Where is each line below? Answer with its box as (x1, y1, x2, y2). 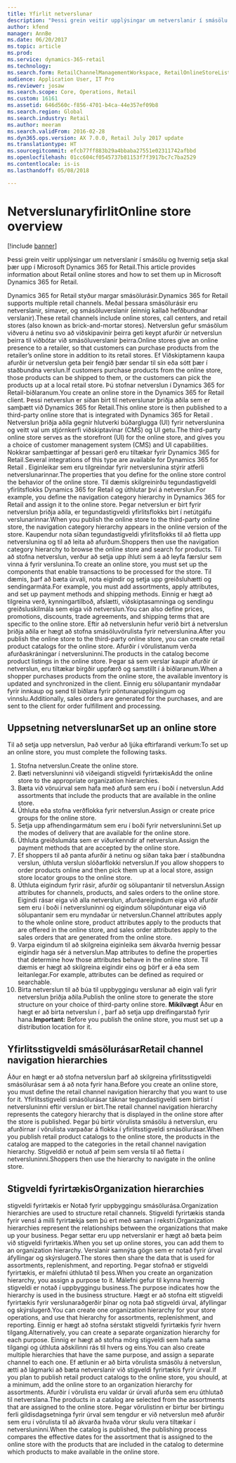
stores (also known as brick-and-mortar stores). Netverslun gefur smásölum (7, 321, 228, 329)
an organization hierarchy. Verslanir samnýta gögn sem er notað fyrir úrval (7, 1246, 223, 1254)
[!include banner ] (7, 242, 58, 250)
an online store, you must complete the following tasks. (7, 748, 167, 756)
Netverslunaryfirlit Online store (7, 203, 192, 219)
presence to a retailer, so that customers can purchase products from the (7, 343, 219, 352)
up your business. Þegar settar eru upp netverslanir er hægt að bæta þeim (7, 1231, 223, 1240)
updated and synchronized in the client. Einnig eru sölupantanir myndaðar (7, 679, 221, 688)
